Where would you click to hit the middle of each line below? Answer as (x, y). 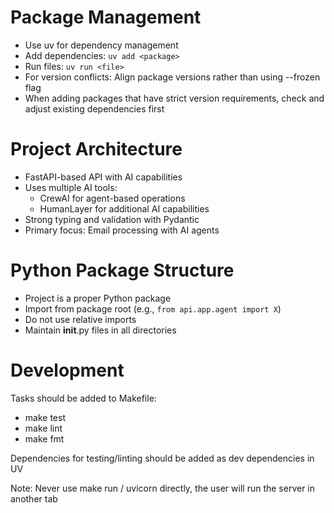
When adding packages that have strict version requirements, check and (174, 98)
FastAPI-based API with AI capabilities (103, 177)
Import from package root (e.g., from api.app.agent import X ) (153, 308)
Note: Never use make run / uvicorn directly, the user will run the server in (163, 488)
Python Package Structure (122, 270)
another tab (34, 498)
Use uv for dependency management (101, 45)
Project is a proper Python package (98, 298)
